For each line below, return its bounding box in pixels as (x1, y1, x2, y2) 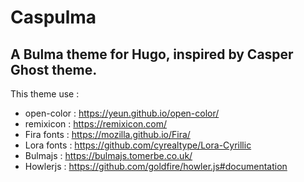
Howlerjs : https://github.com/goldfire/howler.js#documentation (24, 161, 288, 172)
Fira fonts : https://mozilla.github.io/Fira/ (24, 129, 191, 140)
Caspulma (10, 6, 97, 29)
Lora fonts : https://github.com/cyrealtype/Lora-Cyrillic (24, 139, 252, 151)
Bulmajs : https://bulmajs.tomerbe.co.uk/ (24, 150, 193, 161)
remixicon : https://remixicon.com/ (24, 118, 168, 130)
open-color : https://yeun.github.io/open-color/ (24, 107, 220, 119)
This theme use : (10, 88, 80, 100)
